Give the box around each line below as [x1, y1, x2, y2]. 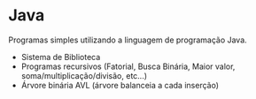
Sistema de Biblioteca [20, 51, 101, 62]
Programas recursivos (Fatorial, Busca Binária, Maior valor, [20, 61, 236, 72]
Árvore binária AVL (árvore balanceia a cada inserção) [20, 80, 219, 90]
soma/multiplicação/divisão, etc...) [20, 70, 148, 80]
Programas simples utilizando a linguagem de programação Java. [8, 34, 247, 45]
